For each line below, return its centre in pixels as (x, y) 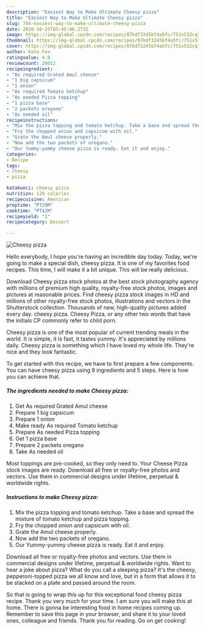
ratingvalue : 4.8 (28, 57)
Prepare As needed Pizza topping (57, 432)
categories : (21, 154)
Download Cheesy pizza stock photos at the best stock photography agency (103, 281)
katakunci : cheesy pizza (38, 188)
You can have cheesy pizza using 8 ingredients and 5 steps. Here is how (98, 370)
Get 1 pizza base (36, 439)
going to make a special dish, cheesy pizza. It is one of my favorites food (98, 263)
